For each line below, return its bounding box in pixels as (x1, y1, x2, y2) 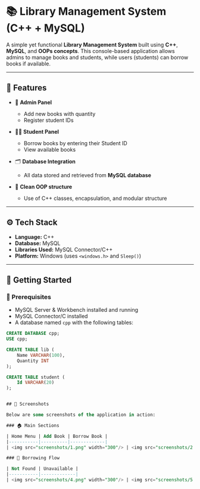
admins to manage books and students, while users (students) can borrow (6, 54, 189, 61)
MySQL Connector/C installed (14, 313, 88, 320)
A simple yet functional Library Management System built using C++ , (6, 41, 178, 48)
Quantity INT (17, 358, 49, 363)
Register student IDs (23, 117, 74, 124)
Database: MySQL (14, 239, 61, 247)
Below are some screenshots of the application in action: (6, 412, 156, 418)
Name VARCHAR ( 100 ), (17, 352, 65, 358)
